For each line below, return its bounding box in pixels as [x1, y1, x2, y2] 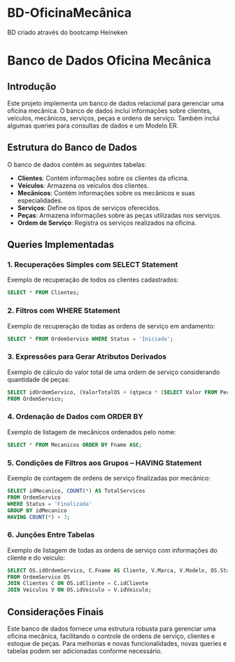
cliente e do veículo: [7, 553, 66, 562]
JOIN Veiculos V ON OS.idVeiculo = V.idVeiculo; [7, 586, 152, 593]
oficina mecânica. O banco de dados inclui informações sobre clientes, [7, 106, 212, 115]
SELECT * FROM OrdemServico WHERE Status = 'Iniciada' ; [7, 335, 173, 343]
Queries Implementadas [7, 239, 114, 251]
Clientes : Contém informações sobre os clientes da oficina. [17, 174, 190, 182]
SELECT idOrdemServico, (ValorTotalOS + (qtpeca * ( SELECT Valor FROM [7, 389, 218, 396]
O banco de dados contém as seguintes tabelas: [7, 160, 147, 169]
